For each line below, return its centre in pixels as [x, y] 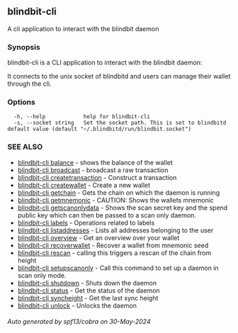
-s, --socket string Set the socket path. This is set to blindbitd [120, 123]
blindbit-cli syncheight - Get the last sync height [88, 298]
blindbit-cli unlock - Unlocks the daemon [77, 305]
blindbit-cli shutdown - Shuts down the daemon [87, 283]
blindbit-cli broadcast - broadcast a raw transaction [93, 170]
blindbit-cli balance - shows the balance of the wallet [95, 162]
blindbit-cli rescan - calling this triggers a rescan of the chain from [114, 253]
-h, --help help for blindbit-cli [82, 117]
